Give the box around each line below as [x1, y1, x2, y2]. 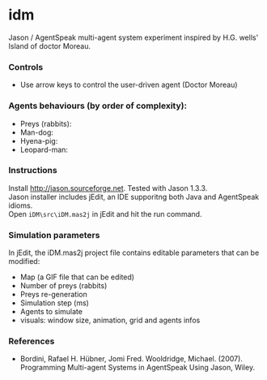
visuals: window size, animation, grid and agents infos [19, 315, 201, 326]
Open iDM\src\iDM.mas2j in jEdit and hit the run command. [8, 209, 202, 218]
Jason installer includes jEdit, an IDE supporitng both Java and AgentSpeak [8, 192, 260, 201]
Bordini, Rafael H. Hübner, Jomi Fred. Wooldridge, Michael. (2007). [19, 354, 243, 364]
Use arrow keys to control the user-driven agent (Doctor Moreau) [19, 80, 238, 90]
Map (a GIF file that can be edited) [19, 272, 135, 282]
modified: [8, 257, 40, 266]
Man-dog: [19, 127, 54, 137]
